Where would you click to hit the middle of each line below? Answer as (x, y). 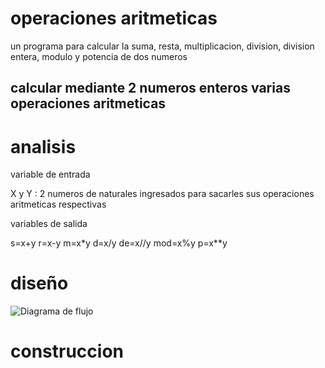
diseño (39, 283)
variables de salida (49, 224)
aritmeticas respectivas (58, 204)
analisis (43, 146)
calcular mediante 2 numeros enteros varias (150, 88)
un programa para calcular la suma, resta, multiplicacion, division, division (162, 46)
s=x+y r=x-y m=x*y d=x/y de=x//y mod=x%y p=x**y (119, 243)
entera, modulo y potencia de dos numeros (99, 56)
